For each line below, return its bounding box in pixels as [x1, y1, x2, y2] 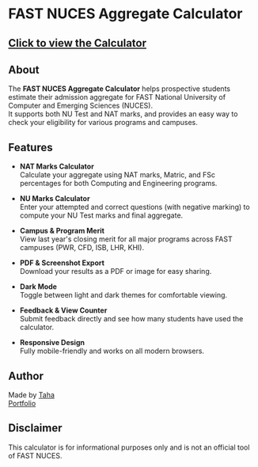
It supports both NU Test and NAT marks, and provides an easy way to [8, 109, 238, 119]
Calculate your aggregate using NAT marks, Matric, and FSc [19, 170, 216, 180]
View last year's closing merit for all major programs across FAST [19, 234, 233, 244]
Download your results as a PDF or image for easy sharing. [19, 267, 212, 276]
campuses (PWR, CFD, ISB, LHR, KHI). [19, 243, 145, 252]
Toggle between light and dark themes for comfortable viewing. [19, 290, 228, 300]
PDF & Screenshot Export [19, 258, 105, 268]
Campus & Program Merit [19, 226, 105, 236]
